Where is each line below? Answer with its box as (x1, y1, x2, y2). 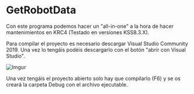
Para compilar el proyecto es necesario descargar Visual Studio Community (6, 40, 188, 47)
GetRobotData (6, 3, 77, 17)
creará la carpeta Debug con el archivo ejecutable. (6, 81, 129, 88)
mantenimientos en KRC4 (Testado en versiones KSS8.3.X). (6, 28, 150, 35)
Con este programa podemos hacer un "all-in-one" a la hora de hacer (6, 23, 174, 30)
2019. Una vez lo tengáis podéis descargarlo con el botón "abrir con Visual (6, 46, 186, 53)
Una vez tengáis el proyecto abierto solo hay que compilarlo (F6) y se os (6, 75, 181, 82)
